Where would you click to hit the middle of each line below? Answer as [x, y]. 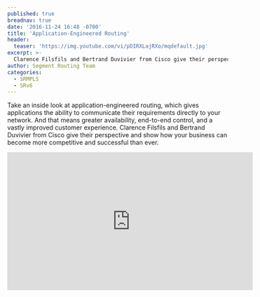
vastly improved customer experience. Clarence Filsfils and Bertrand [106, 127]
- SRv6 [23, 85]
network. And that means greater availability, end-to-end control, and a [110, 120]
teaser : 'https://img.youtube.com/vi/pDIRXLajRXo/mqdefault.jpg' [111, 46]
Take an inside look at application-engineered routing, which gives [103, 105]
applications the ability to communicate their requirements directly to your [114, 113]
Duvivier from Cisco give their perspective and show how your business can [117, 135]
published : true [31, 14]
